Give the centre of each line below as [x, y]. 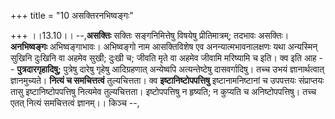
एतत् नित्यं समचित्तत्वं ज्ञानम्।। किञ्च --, [75, 103]
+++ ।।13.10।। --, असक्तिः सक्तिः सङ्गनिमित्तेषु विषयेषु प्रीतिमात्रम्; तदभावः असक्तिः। [150, 35]
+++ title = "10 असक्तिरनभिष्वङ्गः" [72, 15]
